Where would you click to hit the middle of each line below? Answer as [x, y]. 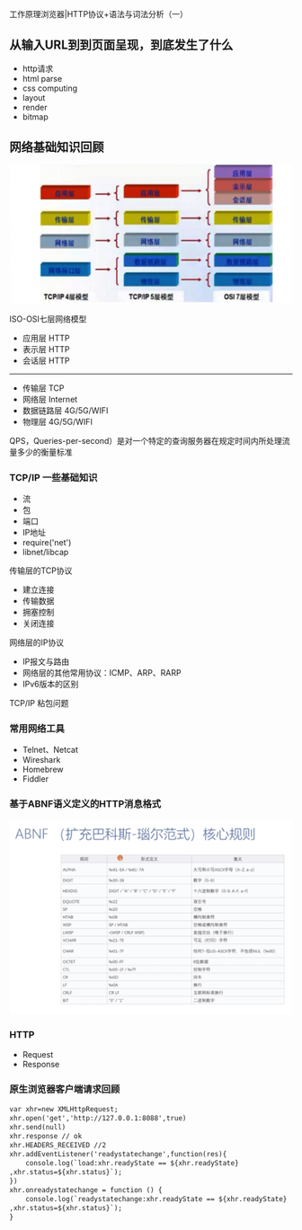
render [35, 107]
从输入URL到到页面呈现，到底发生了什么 [121, 45]
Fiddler [36, 779]
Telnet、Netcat [50, 750]
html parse [42, 78]
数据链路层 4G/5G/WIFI [65, 410]
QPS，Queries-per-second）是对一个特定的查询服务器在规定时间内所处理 [146, 440]
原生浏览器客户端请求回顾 [65, 1089]
